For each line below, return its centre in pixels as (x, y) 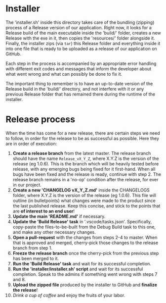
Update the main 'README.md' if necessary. (59, 216)
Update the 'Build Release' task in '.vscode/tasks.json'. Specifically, (82, 221)
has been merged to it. (36, 258)
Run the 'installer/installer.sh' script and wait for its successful (78, 269)
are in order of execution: (31, 144)
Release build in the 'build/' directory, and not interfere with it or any (75, 89)
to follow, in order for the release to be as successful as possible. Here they (83, 138)
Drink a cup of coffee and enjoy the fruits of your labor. (69, 295)
